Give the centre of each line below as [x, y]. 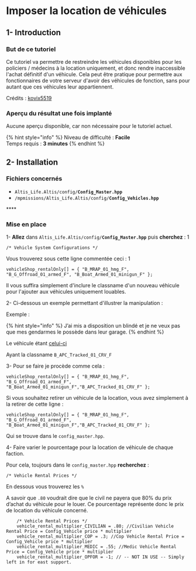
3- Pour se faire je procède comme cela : [56, 366]
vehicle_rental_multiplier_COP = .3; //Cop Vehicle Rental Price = [100, 537]
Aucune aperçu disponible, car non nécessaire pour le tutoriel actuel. [89, 126]
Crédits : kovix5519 [29, 98]
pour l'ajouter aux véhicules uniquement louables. [66, 292]
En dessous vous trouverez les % [45, 487]
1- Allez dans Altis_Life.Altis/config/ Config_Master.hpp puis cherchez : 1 [98, 237]
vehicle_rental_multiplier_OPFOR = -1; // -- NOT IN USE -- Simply [100, 557]
